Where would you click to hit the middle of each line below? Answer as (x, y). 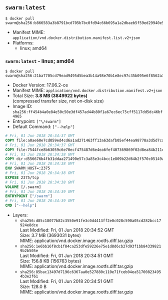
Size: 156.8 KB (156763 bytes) (50, 261)
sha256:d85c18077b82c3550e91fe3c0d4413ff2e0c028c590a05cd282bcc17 (90, 221)
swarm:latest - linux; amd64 (40, 61)
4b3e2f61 (29, 276)
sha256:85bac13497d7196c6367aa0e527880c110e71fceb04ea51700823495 (90, 272)
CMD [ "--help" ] (21, 205)
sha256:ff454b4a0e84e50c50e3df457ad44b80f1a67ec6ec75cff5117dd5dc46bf (87, 112)
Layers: (20, 215)
